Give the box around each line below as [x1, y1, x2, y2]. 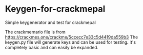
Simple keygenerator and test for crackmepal [5, 19, 96, 25]
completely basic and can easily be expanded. [5, 44, 99, 50]
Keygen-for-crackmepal [5, 3, 106, 15]
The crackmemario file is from [5, 29, 66, 35]
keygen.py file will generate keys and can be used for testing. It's [5, 39, 136, 45]
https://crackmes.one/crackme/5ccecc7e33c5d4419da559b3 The [5, 34, 138, 40]
